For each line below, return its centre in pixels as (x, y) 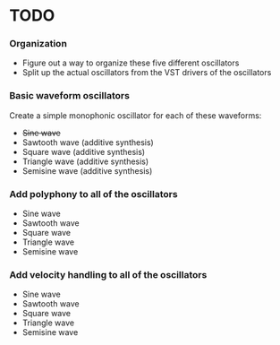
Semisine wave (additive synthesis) (87, 170)
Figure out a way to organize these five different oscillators (131, 63)
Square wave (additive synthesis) (84, 151)
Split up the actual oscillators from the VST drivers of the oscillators (147, 73)
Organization (38, 44)
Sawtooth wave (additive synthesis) (88, 142)
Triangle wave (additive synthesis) (85, 161)
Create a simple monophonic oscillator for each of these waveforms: (136, 115)
